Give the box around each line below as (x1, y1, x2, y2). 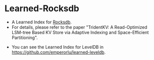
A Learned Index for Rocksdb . (11, 19, 72, 25)
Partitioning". (11, 35, 38, 40)
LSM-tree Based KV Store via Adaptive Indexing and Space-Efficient (11, 29, 149, 35)
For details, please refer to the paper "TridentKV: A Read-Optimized (11, 24, 147, 30)
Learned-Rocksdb (4, 3, 79, 14)
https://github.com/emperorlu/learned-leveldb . (11, 49, 106, 55)
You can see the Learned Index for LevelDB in (11, 44, 104, 50)
